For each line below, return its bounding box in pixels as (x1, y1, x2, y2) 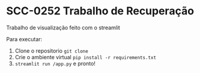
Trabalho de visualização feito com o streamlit (6, 24, 120, 31)
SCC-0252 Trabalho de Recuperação (6, 4, 194, 18)
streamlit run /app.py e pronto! (14, 60, 96, 67)
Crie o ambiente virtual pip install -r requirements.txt (14, 53, 157, 60)
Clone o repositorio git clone (14, 47, 88, 54)
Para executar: (6, 35, 43, 42)
